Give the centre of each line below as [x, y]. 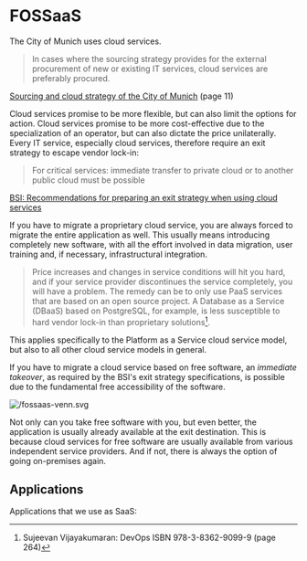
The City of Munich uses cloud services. [85, 41]
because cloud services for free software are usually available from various [152, 441]
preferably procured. [71, 78]
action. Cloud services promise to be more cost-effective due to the [137, 123]
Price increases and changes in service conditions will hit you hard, [159, 271]
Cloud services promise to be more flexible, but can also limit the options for [153, 113]
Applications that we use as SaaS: [73, 512]
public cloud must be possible [88, 180]
